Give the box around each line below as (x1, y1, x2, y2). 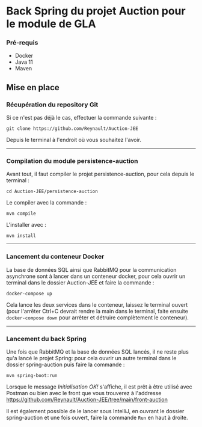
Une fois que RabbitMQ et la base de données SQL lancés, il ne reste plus (6, 348, 189, 355)
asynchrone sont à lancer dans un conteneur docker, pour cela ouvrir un (6, 272, 186, 280)
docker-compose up (6, 290, 52, 296)
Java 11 (14, 58, 33, 66)
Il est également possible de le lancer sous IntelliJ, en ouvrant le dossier (6, 408, 185, 415)
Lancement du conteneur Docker (6, 253, 105, 261)
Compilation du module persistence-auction (6, 157, 138, 165)
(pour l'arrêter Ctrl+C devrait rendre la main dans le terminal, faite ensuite (6, 307, 188, 315)
